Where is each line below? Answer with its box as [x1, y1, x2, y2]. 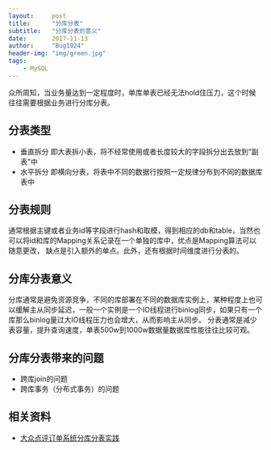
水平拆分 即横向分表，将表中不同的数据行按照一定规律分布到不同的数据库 [19, 166, 263, 176]
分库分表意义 [8, 271, 73, 285]
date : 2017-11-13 [8, 34, 89, 43]
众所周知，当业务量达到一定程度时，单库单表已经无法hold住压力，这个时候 [8, 87, 256, 97]
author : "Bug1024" [8, 42, 85, 50]
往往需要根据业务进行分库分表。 [8, 98, 115, 107]
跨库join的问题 [19, 374, 69, 384]
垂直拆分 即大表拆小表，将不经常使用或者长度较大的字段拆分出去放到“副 [19, 146, 259, 156]
